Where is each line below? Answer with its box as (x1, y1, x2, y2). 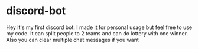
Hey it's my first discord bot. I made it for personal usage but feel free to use (6, 24, 193, 31)
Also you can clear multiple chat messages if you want (6, 36, 139, 43)
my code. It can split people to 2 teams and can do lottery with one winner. (6, 30, 188, 37)
